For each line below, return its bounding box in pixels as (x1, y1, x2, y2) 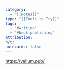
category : (5, 7, 26, 12)
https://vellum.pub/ (5, 58, 45, 64)
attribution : (5, 35, 33, 40)
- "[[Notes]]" (10, 12, 39, 17)
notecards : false (5, 44, 42, 49)
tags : (5, 21, 17, 26)
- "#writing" (10, 26, 37, 31)
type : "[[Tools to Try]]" (5, 16, 59, 21)
